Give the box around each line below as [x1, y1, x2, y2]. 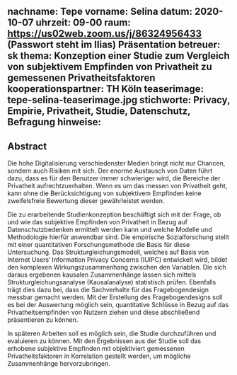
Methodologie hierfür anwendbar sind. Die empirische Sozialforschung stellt [7, 233, 230, 241]
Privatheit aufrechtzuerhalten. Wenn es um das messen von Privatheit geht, [7, 182, 228, 190]
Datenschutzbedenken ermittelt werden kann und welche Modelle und [7, 226, 212, 234]
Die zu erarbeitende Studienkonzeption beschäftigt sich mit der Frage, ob [7, 210, 221, 219]
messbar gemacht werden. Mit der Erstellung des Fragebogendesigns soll [7, 293, 223, 301]
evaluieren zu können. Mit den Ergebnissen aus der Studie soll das [7, 337, 202, 345]
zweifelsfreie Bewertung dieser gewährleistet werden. [7, 197, 165, 205]
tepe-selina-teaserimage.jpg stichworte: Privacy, [7, 94, 231, 106]
